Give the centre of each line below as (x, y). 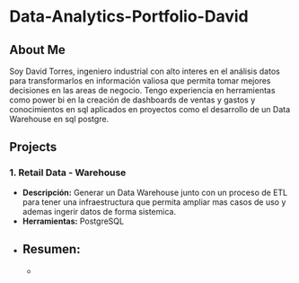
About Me (37, 50)
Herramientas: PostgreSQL (73, 221)
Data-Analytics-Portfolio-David (129, 17)
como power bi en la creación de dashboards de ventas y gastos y (132, 100)
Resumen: (51, 249)
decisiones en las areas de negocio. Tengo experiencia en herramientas (142, 90)
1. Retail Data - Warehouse (68, 172)
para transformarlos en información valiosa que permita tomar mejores (140, 81)
